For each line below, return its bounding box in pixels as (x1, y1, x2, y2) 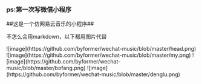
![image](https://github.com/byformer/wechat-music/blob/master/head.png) (6, 45, 197, 53)
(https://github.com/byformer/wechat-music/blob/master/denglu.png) (6, 71, 180, 78)
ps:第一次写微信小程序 (6, 5, 72, 13)
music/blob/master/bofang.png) (6, 65, 86, 72)
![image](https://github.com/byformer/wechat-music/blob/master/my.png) (6, 51, 192, 59)
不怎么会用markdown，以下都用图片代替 (6, 33, 107, 40)
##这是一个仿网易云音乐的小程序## (6, 20, 94, 28)
